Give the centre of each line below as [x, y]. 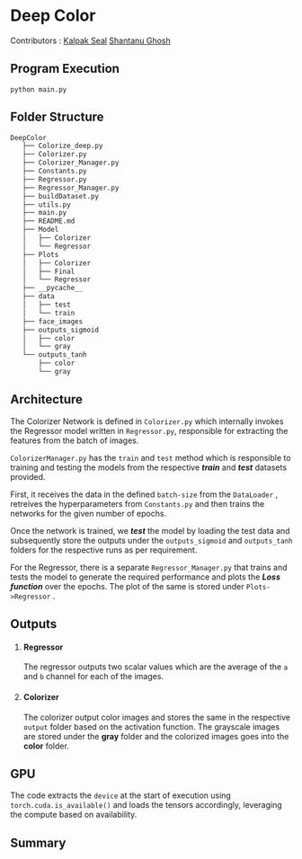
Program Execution [65, 69]
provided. [28, 476]
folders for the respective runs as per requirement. [104, 550]
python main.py [39, 89]
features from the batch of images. [75, 440]
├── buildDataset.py [61, 196]
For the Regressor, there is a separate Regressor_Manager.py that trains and [149, 567]
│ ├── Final [49, 271]
